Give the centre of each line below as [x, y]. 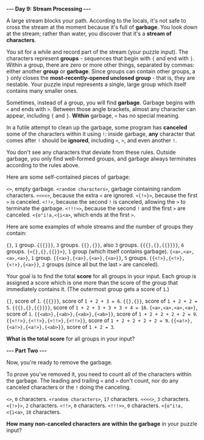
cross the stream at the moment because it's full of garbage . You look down [102, 27]
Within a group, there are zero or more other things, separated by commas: [100, 65]
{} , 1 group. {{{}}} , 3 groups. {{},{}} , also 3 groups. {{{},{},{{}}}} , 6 [95, 245]
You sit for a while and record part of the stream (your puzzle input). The [97, 52]
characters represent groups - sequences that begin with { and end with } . [100, 58]
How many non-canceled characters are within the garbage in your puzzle [102, 424]
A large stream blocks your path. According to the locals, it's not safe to [96, 20]
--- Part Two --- [27, 351]
